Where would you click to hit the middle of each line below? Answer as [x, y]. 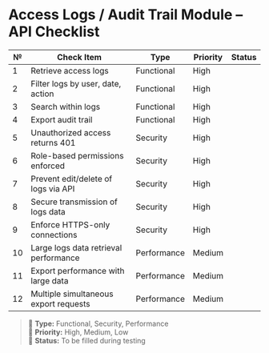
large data [50, 280]
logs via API [53, 188]
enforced [48, 166]
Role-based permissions [77, 155]
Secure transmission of [74, 202]
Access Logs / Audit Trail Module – [126, 15]
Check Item [80, 57]
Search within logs [66, 106]
